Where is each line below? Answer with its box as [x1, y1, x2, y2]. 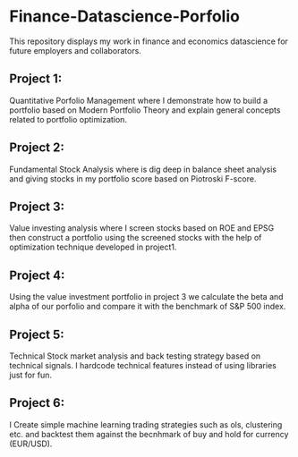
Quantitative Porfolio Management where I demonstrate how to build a [9, 95, 268, 106]
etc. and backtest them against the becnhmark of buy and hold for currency [9, 428, 289, 439]
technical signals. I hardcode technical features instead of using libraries [9, 360, 277, 370]
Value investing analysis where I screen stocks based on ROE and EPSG [9, 223, 275, 233]
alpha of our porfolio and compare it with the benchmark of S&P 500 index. [9, 301, 286, 312]
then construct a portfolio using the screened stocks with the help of [9, 233, 262, 243]
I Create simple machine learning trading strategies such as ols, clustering [9, 419, 283, 430]
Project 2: [9, 140, 64, 156]
